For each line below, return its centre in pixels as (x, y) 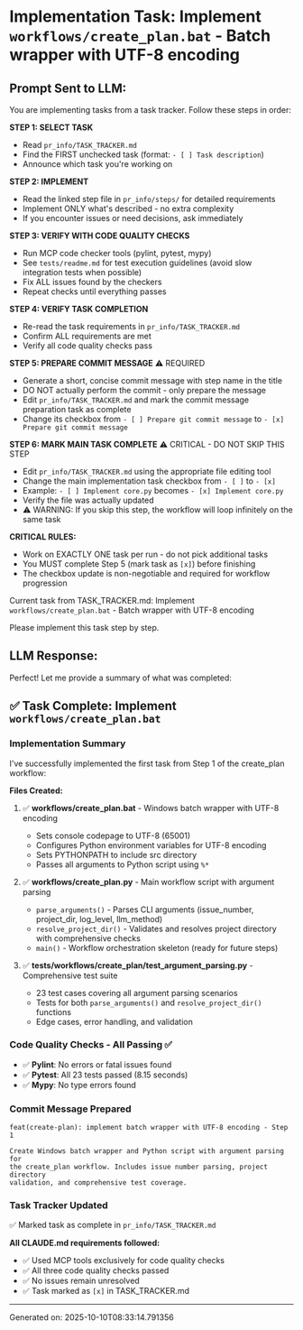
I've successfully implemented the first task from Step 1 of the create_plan (147, 763)
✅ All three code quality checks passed (96, 1270)
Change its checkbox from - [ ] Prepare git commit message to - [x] (153, 419)
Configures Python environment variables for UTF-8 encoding (151, 845)
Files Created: (36, 790)
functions (54, 1011)
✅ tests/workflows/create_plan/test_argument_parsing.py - (138, 965)
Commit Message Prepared (70, 1109)
